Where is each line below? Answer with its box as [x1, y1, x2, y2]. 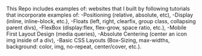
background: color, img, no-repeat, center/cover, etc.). [6, 43, 142, 50]
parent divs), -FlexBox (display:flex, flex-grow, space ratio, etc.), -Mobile [6, 24, 187, 31]
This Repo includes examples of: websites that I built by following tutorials [6, 5, 190, 12]
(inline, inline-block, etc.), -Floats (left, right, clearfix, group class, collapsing [6, 18, 196, 24]
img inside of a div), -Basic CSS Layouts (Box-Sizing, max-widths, [6, 37, 170, 43]
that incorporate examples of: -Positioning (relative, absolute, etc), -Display [6, 11, 194, 18]
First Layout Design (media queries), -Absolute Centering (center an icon [6, 30, 188, 38]
